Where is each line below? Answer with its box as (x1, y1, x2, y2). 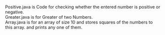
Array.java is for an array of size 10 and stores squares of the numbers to (5, 19, 153, 25)
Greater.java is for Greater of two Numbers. (5, 14, 93, 20)
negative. (5, 9, 24, 15)
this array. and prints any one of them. (5, 24, 83, 30)
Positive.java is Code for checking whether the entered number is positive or (5, 4, 161, 10)
